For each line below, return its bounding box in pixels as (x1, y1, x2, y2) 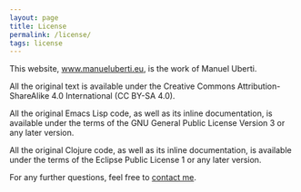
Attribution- (237, 81, 281, 91)
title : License (9, 22, 67, 31)
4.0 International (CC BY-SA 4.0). (51, 91, 176, 101)
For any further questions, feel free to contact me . (9, 172, 197, 183)
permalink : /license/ (9, 30, 92, 39)
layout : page (9, 13, 59, 23)
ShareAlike (9, 91, 50, 101)
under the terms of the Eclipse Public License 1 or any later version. (9, 155, 262, 166)
